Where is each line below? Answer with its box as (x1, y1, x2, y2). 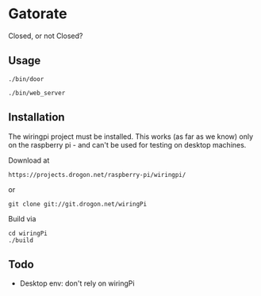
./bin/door (8, 75, 44, 83)
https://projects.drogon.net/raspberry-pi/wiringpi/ (8, 171, 186, 179)
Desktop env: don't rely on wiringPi (19, 279, 135, 288)
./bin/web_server (8, 89, 66, 97)
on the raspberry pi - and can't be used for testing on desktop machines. (8, 140, 247, 149)
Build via (8, 213, 36, 223)
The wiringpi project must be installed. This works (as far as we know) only (8, 132, 254, 141)
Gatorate (8, 5, 67, 23)
